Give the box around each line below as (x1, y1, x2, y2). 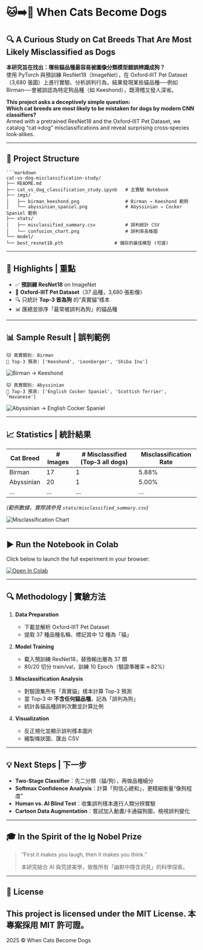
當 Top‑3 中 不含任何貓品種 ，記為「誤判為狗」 (24, 695, 139, 702)
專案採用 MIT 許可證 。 (6, 920, 89, 931)
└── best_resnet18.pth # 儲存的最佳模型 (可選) (6, 240, 169, 246)
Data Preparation (14, 611, 59, 618)
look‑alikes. (6, 131, 35, 137)
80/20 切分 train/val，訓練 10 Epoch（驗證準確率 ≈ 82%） (24, 663, 168, 670)
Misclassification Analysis (14, 675, 83, 682)
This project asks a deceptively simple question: (6, 99, 131, 105)
